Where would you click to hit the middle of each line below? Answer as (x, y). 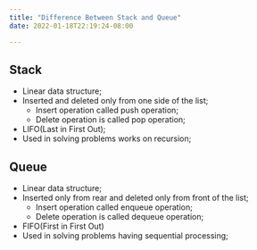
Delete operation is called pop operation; (110, 120)
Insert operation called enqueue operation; (114, 207)
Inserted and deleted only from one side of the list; (115, 101)
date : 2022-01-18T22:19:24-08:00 (71, 26)
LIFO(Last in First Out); (64, 129)
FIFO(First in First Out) (63, 226)
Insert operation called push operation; (107, 110)
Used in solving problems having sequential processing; (125, 236)
